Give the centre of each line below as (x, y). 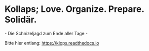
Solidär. (21, 20)
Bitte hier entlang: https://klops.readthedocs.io (52, 43)
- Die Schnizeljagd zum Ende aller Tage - (46, 33)
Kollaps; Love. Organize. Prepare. (74, 9)
